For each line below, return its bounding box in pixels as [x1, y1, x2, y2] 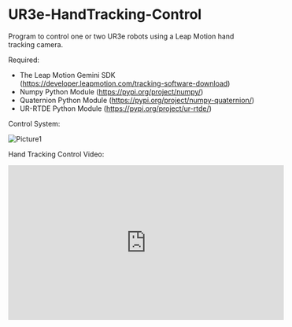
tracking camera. [8, 39, 64, 49]
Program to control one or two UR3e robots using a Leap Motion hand [8, 31, 235, 41]
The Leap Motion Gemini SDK [19, 70, 116, 79]
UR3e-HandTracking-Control [8, 6, 202, 24]
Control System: [8, 119, 61, 128]
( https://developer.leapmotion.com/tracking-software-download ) [19, 79, 231, 88]
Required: [8, 55, 40, 64]
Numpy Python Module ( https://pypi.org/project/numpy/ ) [19, 86, 204, 96]
